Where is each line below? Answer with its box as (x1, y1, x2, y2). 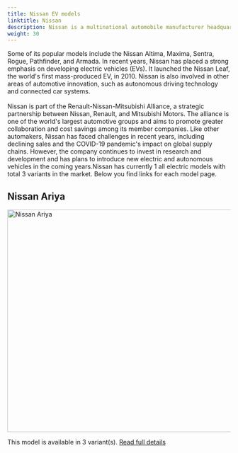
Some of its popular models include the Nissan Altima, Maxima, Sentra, (7, 50, 215, 58)
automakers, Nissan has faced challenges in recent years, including (7, 132, 205, 141)
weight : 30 (7, 30, 40, 38)
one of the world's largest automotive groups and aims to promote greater (7, 117, 224, 126)
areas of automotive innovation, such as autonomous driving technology (7, 79, 218, 88)
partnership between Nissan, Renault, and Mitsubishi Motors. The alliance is (7, 110, 229, 118)
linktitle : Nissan (7, 17, 62, 24)
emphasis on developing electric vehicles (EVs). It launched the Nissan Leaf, (7, 64, 230, 73)
